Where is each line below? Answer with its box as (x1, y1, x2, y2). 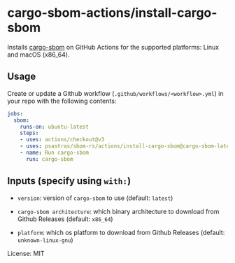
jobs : (7, 110, 23, 117)
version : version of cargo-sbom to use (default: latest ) (17, 194, 173, 202)
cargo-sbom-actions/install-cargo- (7, 5, 218, 21)
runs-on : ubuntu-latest (20, 123, 90, 130)
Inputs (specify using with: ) (7, 175, 131, 187)
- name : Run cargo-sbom (20, 149, 90, 156)
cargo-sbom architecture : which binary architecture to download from (17, 207, 220, 215)
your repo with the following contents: (7, 97, 117, 105)
